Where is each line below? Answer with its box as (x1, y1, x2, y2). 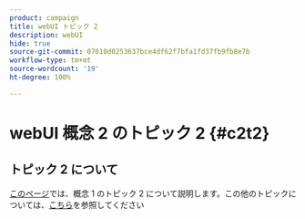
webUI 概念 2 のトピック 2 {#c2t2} (9, 122, 270, 143)
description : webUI (9, 30, 84, 39)
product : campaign (9, 13, 79, 23)
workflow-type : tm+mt (9, 56, 92, 65)
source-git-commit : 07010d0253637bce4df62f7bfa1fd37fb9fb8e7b (9, 47, 250, 57)
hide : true (9, 38, 51, 48)
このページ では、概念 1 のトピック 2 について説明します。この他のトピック (9, 188, 289, 199)
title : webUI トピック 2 (9, 22, 98, 31)
